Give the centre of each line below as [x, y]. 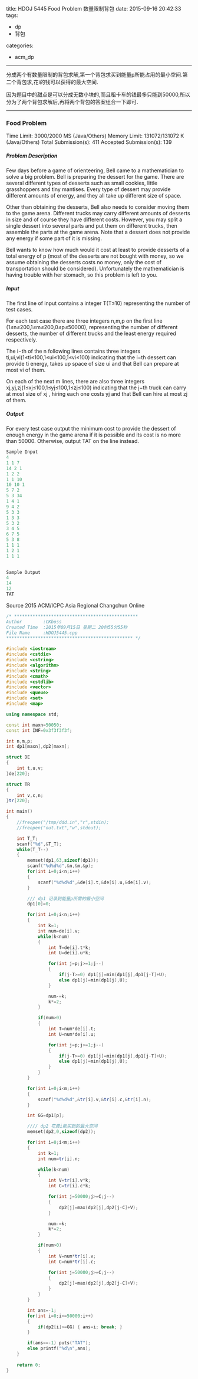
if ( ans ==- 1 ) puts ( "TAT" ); [59, 1343]
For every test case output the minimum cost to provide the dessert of [91, 429]
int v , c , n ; [30, 795]
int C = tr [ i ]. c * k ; [70, 1186]
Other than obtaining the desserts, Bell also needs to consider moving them [98, 207]
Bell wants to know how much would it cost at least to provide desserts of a [98, 250]
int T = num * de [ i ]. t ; [72, 1029]
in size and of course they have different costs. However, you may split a [94, 219]
